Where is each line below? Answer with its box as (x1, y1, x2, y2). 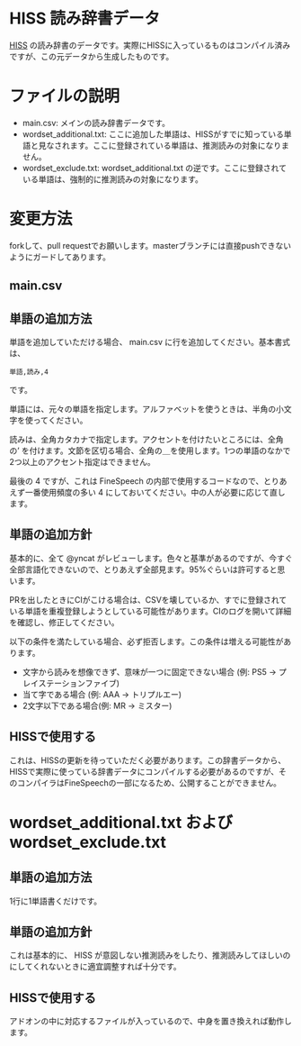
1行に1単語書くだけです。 (9, 896, 102, 906)
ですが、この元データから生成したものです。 (9, 50, 174, 61)
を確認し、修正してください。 (9, 616, 120, 627)
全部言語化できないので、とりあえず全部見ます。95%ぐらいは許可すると (9, 564, 278, 575)
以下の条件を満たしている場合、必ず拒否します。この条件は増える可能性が (9, 636, 284, 647)
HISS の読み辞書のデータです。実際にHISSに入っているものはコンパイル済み (9, 40, 291, 50)
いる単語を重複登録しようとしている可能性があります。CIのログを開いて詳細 (9, 605, 292, 616)
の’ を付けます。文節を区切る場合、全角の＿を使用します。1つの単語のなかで (9, 445, 291, 456)
